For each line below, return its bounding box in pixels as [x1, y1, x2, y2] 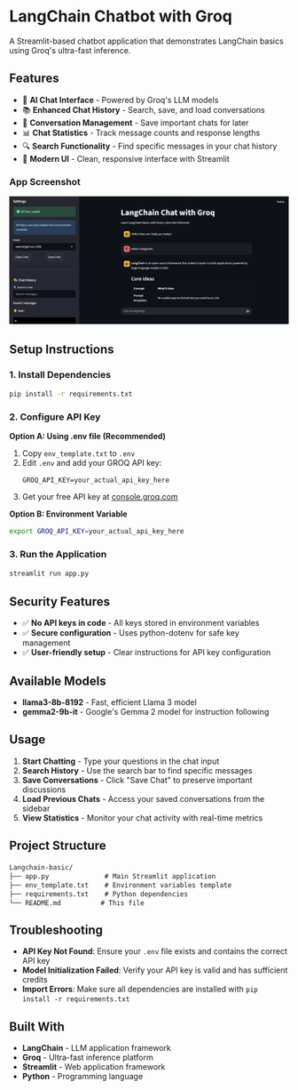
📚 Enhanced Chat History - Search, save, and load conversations [21, 104, 265, 115]
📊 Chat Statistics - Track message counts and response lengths [21, 127, 261, 138]
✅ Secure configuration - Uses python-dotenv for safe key [21, 628, 239, 638]
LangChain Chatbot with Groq [9, 6, 233, 27]
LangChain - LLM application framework [21, 1043, 171, 1054]
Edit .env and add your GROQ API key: [21, 458, 162, 469]
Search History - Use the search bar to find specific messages [21, 765, 253, 775]
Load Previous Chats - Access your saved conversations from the [21, 793, 265, 804]
